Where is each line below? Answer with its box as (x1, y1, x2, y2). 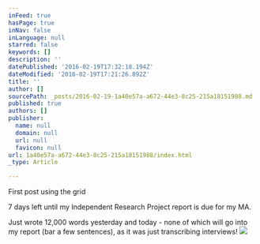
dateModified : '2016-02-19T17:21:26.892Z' (8, 70, 150, 78)
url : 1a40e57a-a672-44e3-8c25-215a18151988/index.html (8, 151, 193, 159)
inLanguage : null (8, 33, 66, 42)
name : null (15, 122, 51, 130)
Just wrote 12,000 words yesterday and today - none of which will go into (8, 218, 248, 227)
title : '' (8, 77, 41, 85)
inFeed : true (8, 11, 51, 20)
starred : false (8, 41, 58, 49)
